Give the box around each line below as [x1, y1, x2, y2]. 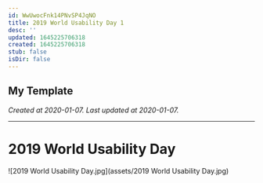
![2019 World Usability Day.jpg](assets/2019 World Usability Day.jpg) [8, 166, 229, 175]
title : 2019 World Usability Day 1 [8, 19, 124, 27]
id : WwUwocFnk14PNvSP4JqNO [8, 11, 96, 20]
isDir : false [8, 56, 51, 64]
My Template [8, 84, 74, 98]
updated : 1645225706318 [8, 33, 86, 42]
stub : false [8, 48, 47, 56]
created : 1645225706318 [8, 41, 86, 49]
